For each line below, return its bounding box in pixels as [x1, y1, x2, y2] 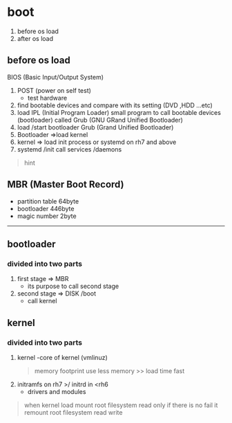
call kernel [27, 297, 57, 305]
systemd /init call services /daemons [17, 145, 122, 153]
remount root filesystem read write [23, 408, 123, 416]
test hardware [27, 93, 68, 102]
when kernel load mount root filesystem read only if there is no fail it [23, 401, 218, 409]
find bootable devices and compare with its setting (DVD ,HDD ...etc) [17, 101, 213, 109]
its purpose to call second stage [27, 282, 119, 291]
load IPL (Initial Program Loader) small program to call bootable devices [17, 108, 221, 116]
